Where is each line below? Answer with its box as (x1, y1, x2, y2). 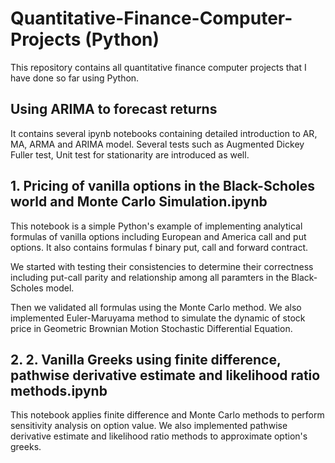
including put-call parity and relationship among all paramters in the (10, 271, 290, 283)
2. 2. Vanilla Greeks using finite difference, (10, 351, 282, 368)
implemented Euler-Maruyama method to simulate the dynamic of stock (10, 312, 306, 324)
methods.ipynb (10, 382, 108, 399)
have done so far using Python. (10, 72, 140, 84)
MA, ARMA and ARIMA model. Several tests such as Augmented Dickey (10, 138, 305, 150)
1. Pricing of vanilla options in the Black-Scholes (10, 178, 315, 195)
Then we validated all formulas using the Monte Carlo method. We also (10, 301, 302, 313)
